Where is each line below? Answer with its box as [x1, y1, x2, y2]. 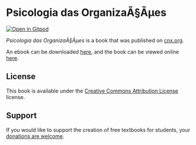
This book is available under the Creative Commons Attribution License [6, 87, 178, 94]
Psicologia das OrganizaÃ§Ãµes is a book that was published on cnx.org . [6, 37, 184, 44]
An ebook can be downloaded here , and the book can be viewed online [6, 48, 180, 55]
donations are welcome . [6, 133, 65, 140]
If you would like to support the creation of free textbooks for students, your [6, 126, 190, 133]
